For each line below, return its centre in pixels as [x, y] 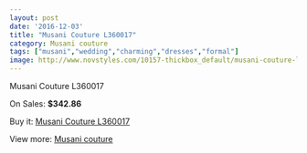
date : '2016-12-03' [47, 26]
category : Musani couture [58, 43]
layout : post [34, 18]
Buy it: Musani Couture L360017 [70, 121]
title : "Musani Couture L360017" [73, 35]
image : [22, 60]
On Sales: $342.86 [46, 104]
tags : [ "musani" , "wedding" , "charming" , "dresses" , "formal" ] [124, 52]
